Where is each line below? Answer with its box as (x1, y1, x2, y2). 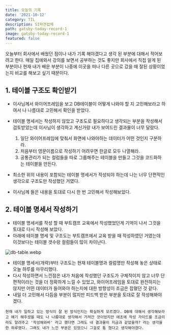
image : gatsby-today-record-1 (5, 31, 70, 36)
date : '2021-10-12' (5, 12, 47, 17)
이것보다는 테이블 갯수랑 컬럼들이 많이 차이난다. (12, 238, 107, 245)
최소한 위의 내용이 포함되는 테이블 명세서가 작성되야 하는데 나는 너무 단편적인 (12, 172, 165, 178)
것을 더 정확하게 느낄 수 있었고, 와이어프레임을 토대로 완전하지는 (35, 279, 161, 285)
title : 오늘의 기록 (5, 7, 41, 13)
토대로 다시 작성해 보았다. (12, 226, 64, 232)
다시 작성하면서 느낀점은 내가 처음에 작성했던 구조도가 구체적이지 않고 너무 (12, 272, 160, 278)
